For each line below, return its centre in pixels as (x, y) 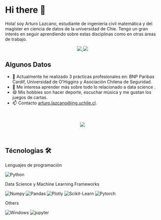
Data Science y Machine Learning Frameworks (52, 184)
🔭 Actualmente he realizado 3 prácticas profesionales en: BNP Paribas (83, 76)
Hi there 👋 (25, 10)
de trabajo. (16, 39)
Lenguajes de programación (34, 165)
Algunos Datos (28, 65)
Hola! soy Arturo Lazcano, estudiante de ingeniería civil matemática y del (79, 24)
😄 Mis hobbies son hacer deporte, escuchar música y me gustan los (82, 92)
